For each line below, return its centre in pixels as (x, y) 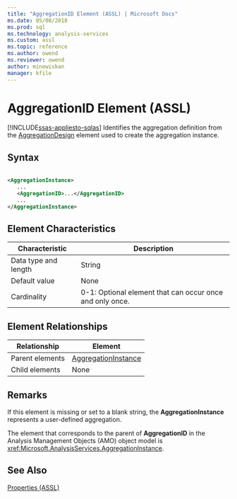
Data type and (34, 260)
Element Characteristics (62, 228)
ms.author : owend (33, 54)
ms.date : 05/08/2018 (38, 21)
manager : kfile (30, 73)
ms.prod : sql (26, 27)
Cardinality (29, 297)
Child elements (36, 370)
